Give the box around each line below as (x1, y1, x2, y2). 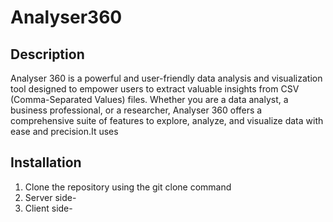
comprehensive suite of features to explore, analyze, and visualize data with (10, 115, 324, 126)
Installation (10, 154, 82, 171)
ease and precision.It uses (10, 126, 119, 137)
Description (10, 46, 85, 63)
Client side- (24, 202, 73, 214)
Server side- (24, 191, 77, 203)
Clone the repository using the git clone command (24, 181, 232, 193)
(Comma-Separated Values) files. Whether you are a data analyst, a (10, 94, 289, 105)
